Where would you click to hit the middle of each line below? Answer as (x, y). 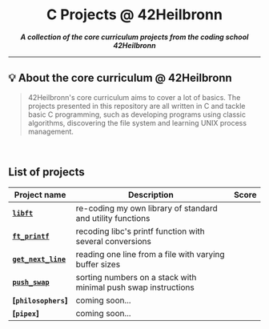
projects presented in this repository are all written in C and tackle (137, 106)
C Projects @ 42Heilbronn (134, 15)
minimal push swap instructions (135, 287)
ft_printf (31, 236)
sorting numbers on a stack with (136, 277)
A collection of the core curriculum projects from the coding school (134, 37)
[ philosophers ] (40, 300)
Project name (40, 195)
